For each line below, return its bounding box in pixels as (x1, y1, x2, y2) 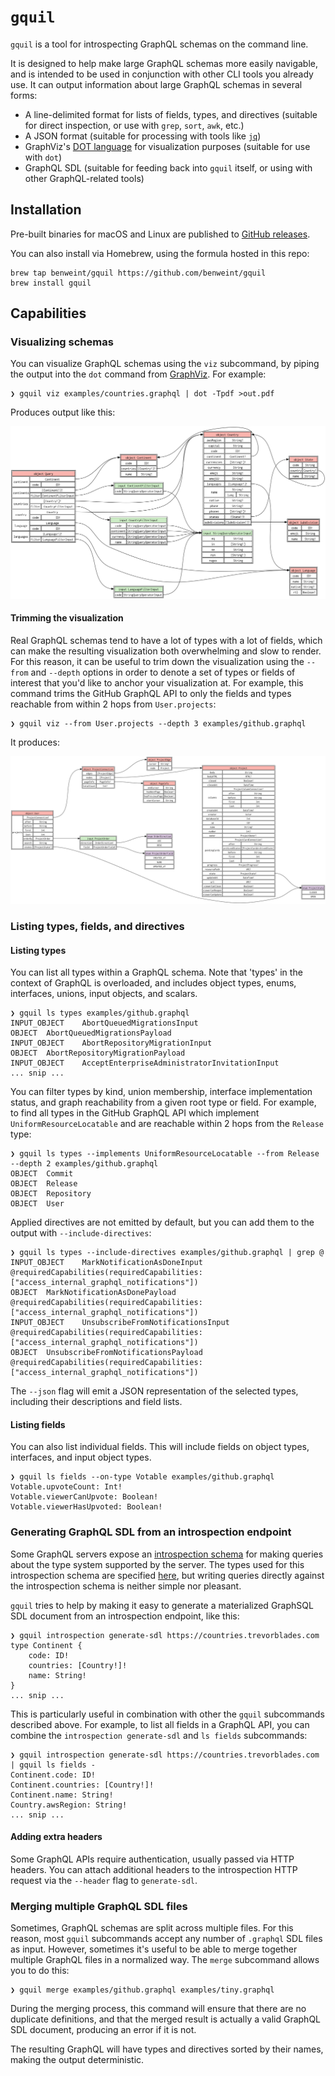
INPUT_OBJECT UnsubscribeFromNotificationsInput (10, 1318, 230, 1328)
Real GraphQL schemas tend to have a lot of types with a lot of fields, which (10, 634, 323, 646)
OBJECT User (10, 1199, 65, 1209)
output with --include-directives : (10, 1227, 152, 1239)
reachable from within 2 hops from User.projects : (10, 698, 217, 710)
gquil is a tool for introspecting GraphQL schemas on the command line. (10, 38, 309, 50)
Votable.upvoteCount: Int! (10, 1482, 123, 1492)
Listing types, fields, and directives (10, 919, 185, 933)
